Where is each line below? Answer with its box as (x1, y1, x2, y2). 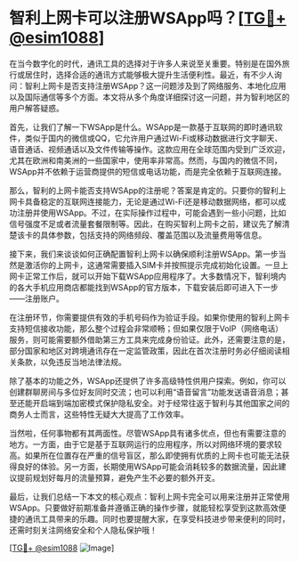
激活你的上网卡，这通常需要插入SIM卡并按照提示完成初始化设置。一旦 (24, 259, 281, 270)
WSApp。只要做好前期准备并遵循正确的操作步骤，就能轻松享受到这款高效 (9, 502, 279, 513)
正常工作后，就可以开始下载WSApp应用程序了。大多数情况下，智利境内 (24, 271, 287, 281)
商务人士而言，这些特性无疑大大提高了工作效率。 (9, 409, 189, 419)
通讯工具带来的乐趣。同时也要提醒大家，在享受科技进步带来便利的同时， (24, 513, 290, 524)
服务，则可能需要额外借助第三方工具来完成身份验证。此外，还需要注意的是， (9, 334, 290, 345)
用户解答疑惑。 (9, 102, 64, 113)
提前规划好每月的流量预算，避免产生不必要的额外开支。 (16, 472, 220, 483)
